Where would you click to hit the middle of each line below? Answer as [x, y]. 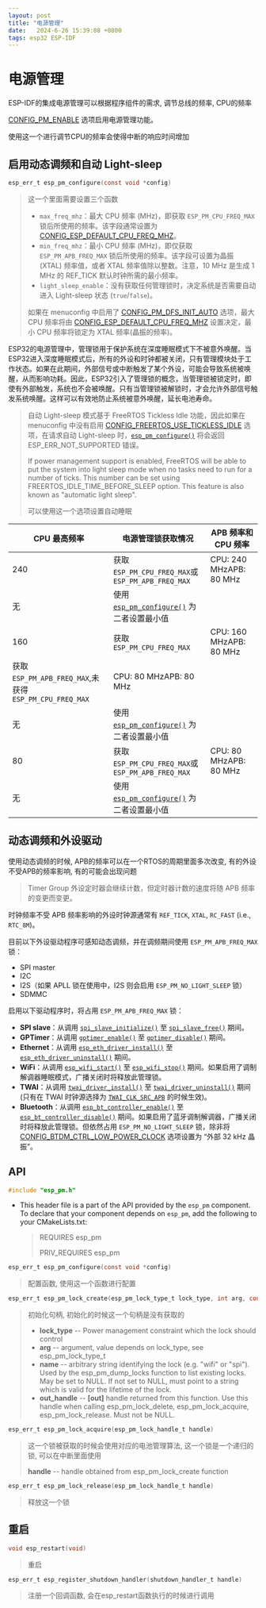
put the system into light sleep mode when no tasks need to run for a [140, 469]
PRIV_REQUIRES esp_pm [80, 1253]
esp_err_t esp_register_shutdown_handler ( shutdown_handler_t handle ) [125, 1579]
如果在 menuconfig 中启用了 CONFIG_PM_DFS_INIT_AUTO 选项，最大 [141, 312]
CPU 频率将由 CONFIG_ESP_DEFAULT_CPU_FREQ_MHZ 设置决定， [136, 321]
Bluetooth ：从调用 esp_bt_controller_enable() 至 [101, 1106]
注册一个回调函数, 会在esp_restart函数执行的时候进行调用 [121, 1595]
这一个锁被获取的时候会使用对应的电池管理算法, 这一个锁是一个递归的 [141, 1446]
